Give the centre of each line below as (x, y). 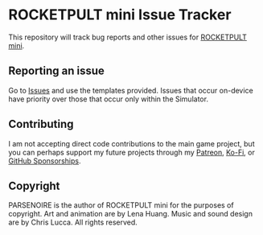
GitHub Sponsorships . (45, 161)
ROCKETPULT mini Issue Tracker (120, 15)
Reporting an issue (56, 71)
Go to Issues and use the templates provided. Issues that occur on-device (131, 90)
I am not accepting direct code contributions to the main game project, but (131, 143)
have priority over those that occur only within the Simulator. (109, 99)
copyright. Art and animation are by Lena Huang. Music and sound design (131, 214)
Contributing (41, 124)
